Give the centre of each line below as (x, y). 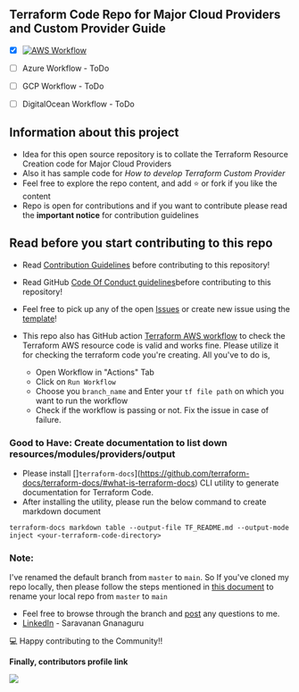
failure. (48, 419)
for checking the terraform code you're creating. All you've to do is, (146, 354)
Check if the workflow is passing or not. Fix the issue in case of (152, 409)
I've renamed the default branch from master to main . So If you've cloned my (149, 578)
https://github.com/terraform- (195, 473)
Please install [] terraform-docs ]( (81, 473)
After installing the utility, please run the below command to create (144, 502)
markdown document (61, 511)
